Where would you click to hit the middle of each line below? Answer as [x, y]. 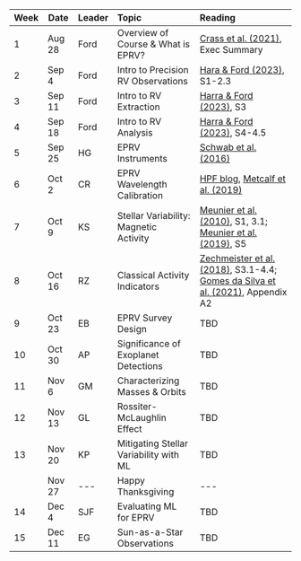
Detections [140, 366]
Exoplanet [138, 355]
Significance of [149, 343]
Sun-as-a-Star [150, 532]
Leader [93, 18]
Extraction [138, 107]
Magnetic [137, 227]
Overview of [143, 33]
